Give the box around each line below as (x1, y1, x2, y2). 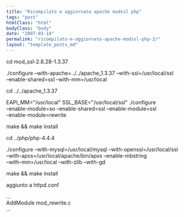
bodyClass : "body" (6, 25, 52, 31)
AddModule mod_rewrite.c (6, 199, 71, 206)
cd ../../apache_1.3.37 (6, 87, 58, 94)
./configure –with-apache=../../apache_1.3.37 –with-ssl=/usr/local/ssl (6, 69, 174, 76)
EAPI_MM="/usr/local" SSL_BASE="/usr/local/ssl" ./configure (6, 98, 156, 106)
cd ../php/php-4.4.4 (6, 134, 55, 141)
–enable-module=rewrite (6, 111, 66, 119)
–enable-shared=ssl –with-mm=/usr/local (6, 75, 107, 83)
